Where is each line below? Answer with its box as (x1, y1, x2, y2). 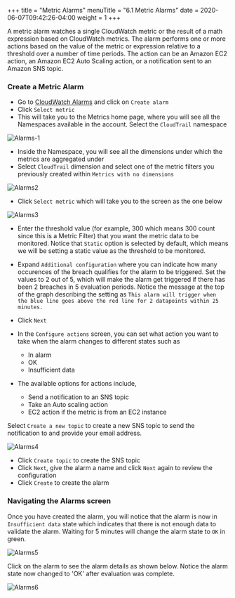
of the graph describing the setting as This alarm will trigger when (17, 290, 216, 299)
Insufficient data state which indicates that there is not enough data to (7, 519, 216, 528)
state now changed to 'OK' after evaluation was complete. (7, 569, 175, 578)
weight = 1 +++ (76, 13, 121, 22)
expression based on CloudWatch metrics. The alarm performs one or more (7, 34, 226, 43)
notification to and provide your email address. (7, 429, 142, 438)
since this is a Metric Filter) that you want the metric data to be (17, 232, 199, 240)
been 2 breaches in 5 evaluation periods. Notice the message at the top (17, 282, 224, 291)
